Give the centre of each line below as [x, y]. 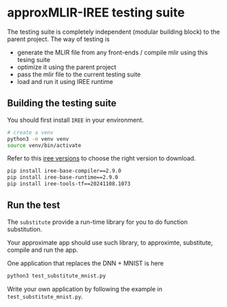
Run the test [34, 205]
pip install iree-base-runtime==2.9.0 [63, 178]
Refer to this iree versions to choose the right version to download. [101, 158]
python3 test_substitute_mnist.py [57, 276]
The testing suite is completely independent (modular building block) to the [113, 32]
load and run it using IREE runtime [65, 81]
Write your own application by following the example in [85, 289]
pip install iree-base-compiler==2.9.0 [64, 171]
